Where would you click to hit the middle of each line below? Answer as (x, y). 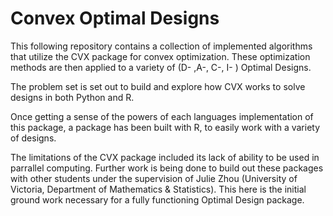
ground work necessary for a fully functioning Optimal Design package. (157, 199)
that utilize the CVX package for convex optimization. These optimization (160, 56)
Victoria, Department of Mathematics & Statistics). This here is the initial (158, 189)
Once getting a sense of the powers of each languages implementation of (162, 116)
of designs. (33, 138)
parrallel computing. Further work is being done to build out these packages (167, 168)
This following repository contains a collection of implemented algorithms (161, 46)
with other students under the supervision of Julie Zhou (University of (154, 178)
